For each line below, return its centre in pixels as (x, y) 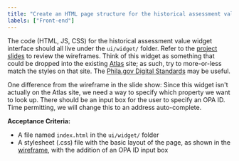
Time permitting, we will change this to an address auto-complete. (105, 107)
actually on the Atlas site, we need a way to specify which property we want (119, 92)
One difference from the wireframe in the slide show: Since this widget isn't (118, 84)
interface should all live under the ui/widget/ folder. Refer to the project (112, 48)
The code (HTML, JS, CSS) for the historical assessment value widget (110, 40)
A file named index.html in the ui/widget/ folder (88, 135)
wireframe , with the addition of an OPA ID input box (93, 150)
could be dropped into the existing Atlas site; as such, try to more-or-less (115, 63)
